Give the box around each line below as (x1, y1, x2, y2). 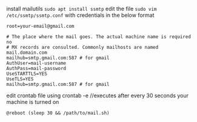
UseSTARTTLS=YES (6, 71, 47, 77)
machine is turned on (6, 98, 59, 105)
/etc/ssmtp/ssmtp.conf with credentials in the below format (6, 11, 155, 19)
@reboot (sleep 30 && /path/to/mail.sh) (6, 110, 110, 116)
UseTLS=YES (6, 76, 34, 82)
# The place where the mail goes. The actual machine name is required (6, 34, 191, 40)
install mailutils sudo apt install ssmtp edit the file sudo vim (6, 5, 157, 12)
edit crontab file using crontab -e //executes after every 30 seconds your (6, 92, 189, 99)
